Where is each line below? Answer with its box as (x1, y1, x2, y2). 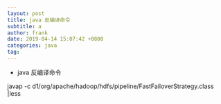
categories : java (7, 42, 58, 49)
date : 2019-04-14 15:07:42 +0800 (7, 36, 104, 43)
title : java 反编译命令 (7, 17, 71, 23)
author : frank (7, 29, 48, 37)
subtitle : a (7, 23, 42, 30)
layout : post (7, 10, 45, 17)
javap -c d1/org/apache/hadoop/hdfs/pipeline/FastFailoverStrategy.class (7, 82, 214, 90)
